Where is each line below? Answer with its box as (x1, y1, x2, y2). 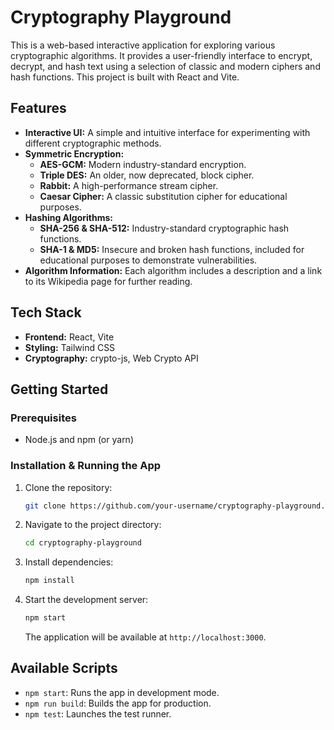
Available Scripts (10, 660, 118, 677)
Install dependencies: (24, 556, 114, 568)
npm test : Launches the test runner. (24, 707, 172, 720)
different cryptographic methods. (24, 137, 162, 149)
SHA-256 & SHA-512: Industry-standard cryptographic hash (39, 222, 290, 234)
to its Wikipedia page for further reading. (24, 275, 193, 287)
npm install (24, 576, 75, 586)
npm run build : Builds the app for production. (24, 697, 212, 709)
